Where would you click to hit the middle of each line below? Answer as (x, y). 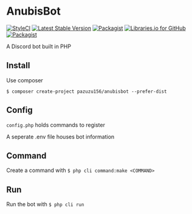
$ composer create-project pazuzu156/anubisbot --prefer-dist (87, 91)
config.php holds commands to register (56, 125)
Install (18, 66)
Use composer (25, 80)
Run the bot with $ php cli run (45, 204)
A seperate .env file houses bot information (60, 137)
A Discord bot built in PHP (39, 46)
